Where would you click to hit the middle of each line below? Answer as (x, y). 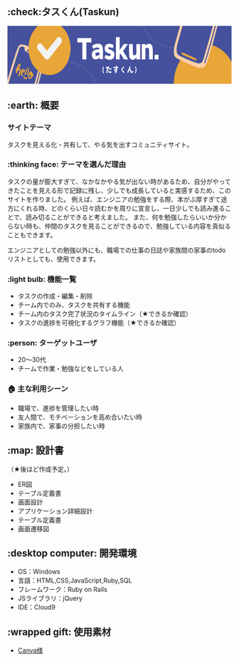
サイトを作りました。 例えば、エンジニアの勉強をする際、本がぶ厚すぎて (114, 199)
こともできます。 (32, 235)
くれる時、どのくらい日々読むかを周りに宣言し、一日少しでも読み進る (122, 208)
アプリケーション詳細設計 (55, 511)
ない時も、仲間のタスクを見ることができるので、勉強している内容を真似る (122, 226)
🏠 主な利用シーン (38, 389)
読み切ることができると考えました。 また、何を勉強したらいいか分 (123, 217)
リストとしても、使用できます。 (54, 259)
